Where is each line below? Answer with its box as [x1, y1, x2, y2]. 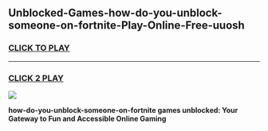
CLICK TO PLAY [8, 43, 70, 54]
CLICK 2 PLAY [8, 72, 64, 83]
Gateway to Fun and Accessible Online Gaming [8, 114, 167, 123]
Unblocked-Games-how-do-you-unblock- [8, 6, 223, 20]
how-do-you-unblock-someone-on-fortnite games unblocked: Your [8, 105, 238, 114]
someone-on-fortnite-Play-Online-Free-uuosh [8, 19, 245, 33]
